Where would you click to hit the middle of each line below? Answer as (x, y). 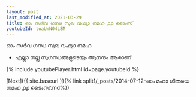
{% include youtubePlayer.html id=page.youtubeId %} (73, 69)
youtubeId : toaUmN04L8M (36, 28)
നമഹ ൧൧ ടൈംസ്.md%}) (38, 88)
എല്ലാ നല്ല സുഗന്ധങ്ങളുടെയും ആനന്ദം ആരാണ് (73, 57)
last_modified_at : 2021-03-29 (44, 17)
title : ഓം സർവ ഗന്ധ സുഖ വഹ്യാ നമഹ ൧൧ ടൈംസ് (70, 23)
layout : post (22, 12)
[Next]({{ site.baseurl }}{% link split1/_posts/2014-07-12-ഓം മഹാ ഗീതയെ (98, 81)
